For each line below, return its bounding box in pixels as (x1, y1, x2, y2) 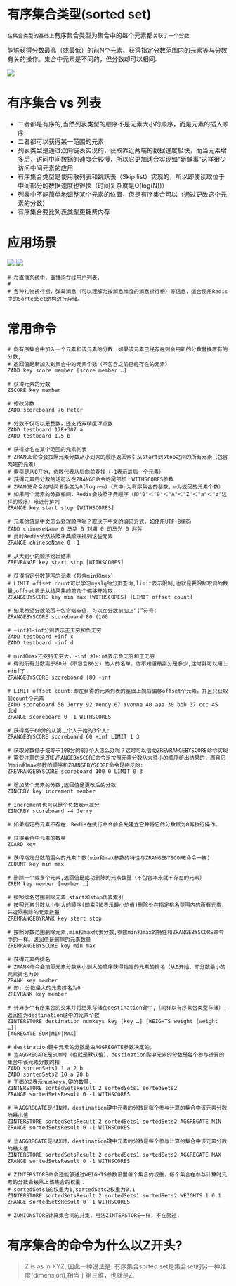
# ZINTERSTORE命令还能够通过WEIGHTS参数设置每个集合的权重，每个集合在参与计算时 (7, 1171, 223, 1178)
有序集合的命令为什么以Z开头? (7, 1238, 183, 1253)
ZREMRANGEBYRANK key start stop (7, 915, 102, 922)
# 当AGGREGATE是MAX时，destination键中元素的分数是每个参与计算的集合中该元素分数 (7, 1138, 228, 1145)
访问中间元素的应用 (17, 163, 74, 172)
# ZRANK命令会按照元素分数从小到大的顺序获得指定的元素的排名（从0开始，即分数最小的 (7, 963, 226, 970)
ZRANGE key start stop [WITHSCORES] (7, 504, 114, 512)
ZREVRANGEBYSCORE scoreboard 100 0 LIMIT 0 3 (7, 767, 143, 775)
